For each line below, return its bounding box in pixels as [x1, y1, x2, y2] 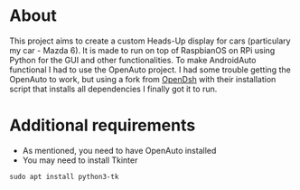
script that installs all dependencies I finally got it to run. [9, 83, 218, 94]
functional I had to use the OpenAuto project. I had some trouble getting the [9, 64, 291, 75]
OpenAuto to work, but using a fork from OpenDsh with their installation [9, 73, 277, 84]
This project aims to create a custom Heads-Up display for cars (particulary [9, 35, 291, 46]
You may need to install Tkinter [22, 155, 138, 166]
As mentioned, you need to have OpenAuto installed [22, 145, 217, 156]
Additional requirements [9, 115, 196, 136]
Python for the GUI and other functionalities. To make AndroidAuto [9, 54, 257, 65]
